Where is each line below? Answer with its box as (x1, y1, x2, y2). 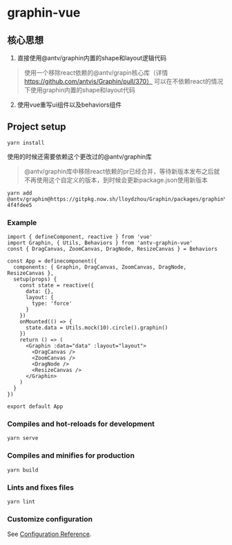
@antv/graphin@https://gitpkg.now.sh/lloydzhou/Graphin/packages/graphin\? (7, 195, 230, 202)
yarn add (7, 189, 32, 197)
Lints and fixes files (7, 483, 75, 492)
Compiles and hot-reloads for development (7, 419, 155, 429)
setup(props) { (13, 276, 57, 283)
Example (7, 217, 37, 227)
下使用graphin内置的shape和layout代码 (23, 86, 136, 94)
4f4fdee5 (7, 202, 32, 208)
